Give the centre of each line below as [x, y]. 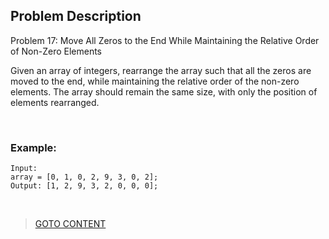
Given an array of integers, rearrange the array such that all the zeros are [161, 70]
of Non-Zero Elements [56, 51]
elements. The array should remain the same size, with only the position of [164, 91]
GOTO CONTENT [70, 224]
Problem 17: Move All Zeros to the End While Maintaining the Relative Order [165, 40]
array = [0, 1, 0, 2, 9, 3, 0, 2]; [84, 177]
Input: [24, 169]
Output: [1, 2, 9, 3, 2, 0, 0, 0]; [84, 186]
